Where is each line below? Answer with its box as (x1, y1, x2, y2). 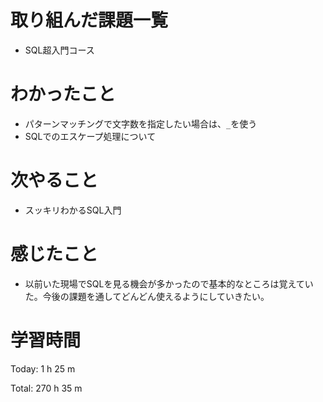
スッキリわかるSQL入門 (24, 204, 122, 216)
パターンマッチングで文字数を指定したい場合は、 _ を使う (24, 117, 258, 130)
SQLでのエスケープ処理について (24, 130, 157, 142)
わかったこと (10, 83, 117, 106)
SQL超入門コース (24, 44, 95, 56)
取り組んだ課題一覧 (10, 9, 169, 32)
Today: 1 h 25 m (10, 362, 76, 375)
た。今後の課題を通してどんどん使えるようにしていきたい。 (24, 290, 270, 302)
